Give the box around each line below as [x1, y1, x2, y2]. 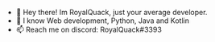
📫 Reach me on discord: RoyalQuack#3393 [15, 25, 163, 34]
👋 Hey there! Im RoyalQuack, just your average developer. [15, 8, 208, 17]
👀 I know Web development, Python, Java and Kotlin [15, 16, 189, 25]
